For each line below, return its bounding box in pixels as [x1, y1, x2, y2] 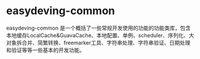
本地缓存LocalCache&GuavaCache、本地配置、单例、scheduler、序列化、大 [6, 31, 195, 39]
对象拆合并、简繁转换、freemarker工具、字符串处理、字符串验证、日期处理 [6, 39, 190, 46]
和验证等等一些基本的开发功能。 [6, 46, 85, 54]
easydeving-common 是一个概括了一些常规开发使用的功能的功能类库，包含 [6, 24, 191, 31]
